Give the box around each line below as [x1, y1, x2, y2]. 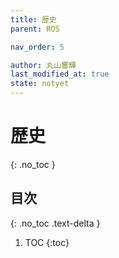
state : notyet [10, 79, 70, 89]
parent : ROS [10, 24, 60, 34]
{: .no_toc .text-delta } [10, 217, 101, 229]
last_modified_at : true [10, 69, 110, 80]
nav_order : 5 [10, 42, 65, 52]
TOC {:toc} [24, 236, 70, 248]
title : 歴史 [10, 14, 57, 25]
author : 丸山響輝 [10, 60, 77, 70]
